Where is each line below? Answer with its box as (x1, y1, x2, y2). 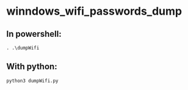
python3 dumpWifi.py (6, 78, 59, 84)
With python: (6, 61, 57, 72)
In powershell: (6, 29, 62, 39)
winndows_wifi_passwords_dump (6, 4, 182, 18)
